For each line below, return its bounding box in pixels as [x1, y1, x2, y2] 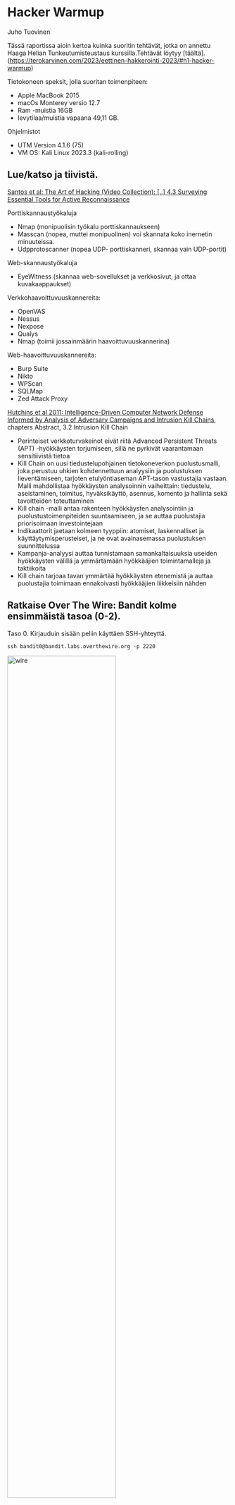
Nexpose [17, 322, 44, 330]
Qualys [17, 329, 39, 338]
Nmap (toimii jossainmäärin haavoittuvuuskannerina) [17, 336, 170, 346]
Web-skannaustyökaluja [7, 258, 77, 267]
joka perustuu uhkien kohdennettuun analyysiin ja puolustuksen [17, 466, 203, 475]
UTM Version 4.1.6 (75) [17, 140, 84, 149]
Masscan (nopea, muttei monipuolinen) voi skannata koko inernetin [17, 230, 212, 238]
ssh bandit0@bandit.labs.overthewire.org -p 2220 [7, 642, 156, 650]
